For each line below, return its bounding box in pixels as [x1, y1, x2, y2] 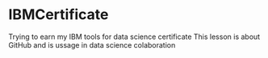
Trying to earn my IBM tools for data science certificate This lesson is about [8, 32, 261, 41]
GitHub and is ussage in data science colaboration [8, 40, 176, 49]
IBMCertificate [8, 6, 109, 24]
